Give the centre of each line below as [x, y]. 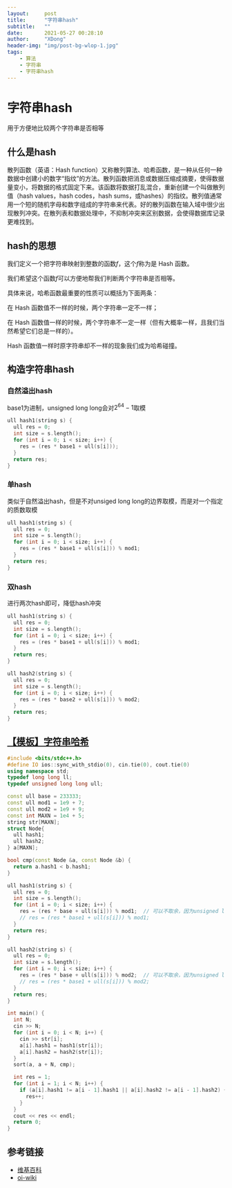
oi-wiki [27, 1178]
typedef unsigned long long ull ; [55, 784]
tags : [15, 53]
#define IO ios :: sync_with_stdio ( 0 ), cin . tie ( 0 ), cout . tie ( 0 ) [98, 764]
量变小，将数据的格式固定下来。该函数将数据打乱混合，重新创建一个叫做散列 [116, 187]
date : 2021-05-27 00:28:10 [55, 33]
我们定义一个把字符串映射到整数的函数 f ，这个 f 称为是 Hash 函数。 [100, 264]
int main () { [26, 1013]
